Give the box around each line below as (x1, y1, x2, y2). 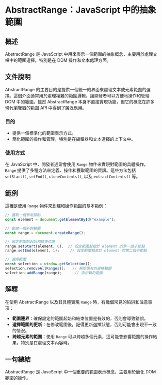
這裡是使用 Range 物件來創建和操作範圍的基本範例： (5, 203, 108, 209)
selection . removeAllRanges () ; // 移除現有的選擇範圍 (5, 266, 112, 271)
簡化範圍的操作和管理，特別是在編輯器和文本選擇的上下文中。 (12, 136, 136, 142)
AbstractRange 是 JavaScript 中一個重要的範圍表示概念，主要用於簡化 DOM (5, 369, 156, 375)
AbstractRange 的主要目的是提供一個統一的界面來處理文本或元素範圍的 (5, 86, 146, 92)
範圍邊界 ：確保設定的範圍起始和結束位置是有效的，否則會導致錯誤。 (12, 315, 148, 321)
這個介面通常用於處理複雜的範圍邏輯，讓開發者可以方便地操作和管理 (13, 93, 149, 99)
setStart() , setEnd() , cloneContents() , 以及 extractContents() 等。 (5, 173, 141, 180)
